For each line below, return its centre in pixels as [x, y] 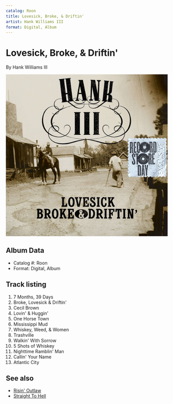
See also [20, 379]
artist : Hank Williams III [35, 22]
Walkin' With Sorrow [35, 340]
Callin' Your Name [32, 357]
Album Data [25, 250]
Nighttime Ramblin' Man [39, 351]
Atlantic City [26, 362]
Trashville [23, 335]
